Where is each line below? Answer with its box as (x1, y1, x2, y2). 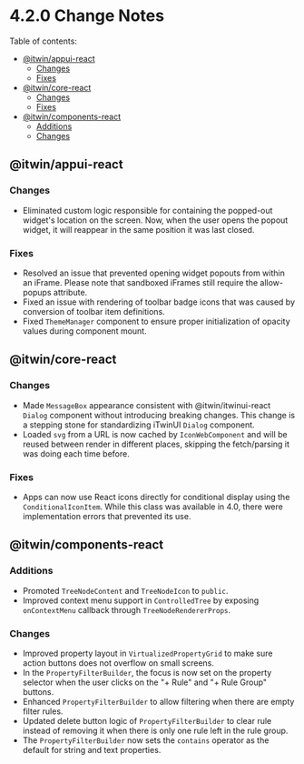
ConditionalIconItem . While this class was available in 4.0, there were (22, 501, 283, 512)
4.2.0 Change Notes (9, 5, 165, 26)
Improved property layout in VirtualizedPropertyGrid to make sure (22, 648, 273, 658)
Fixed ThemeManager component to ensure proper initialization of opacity (22, 316, 290, 327)
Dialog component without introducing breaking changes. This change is (22, 409, 296, 420)
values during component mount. (22, 325, 147, 337)
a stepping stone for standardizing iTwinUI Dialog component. (22, 419, 256, 430)
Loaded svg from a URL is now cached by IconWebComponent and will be (22, 428, 288, 439)
